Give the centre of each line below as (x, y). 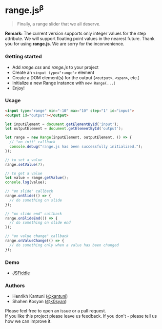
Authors (15, 285)
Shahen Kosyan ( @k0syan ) (39, 302)
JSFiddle (21, 273)
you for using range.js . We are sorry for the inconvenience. (65, 44)
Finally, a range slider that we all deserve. (59, 24)
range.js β (24, 10)
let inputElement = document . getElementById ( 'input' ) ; (62, 124)
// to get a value (24, 173)
